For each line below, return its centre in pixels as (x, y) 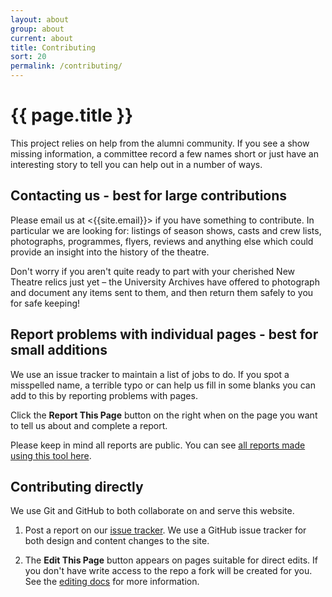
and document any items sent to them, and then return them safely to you (162, 292)
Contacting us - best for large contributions (149, 196)
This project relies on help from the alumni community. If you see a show (160, 143)
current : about (42, 38)
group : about (37, 29)
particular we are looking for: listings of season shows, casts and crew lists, (166, 230)
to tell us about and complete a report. (89, 425)
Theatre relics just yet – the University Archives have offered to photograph (165, 282)
